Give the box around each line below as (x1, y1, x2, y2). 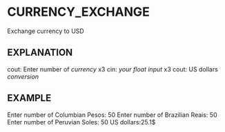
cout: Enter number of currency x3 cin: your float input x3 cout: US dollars (7, 65, 219, 73)
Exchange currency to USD (7, 27, 84, 35)
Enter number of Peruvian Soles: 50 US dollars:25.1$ (7, 118, 156, 126)
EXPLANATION (7, 47, 73, 58)
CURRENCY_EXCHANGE (7, 4, 150, 20)
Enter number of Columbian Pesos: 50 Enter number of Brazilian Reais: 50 (7, 111, 217, 119)
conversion (7, 72, 39, 80)
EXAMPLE (7, 92, 52, 104)
